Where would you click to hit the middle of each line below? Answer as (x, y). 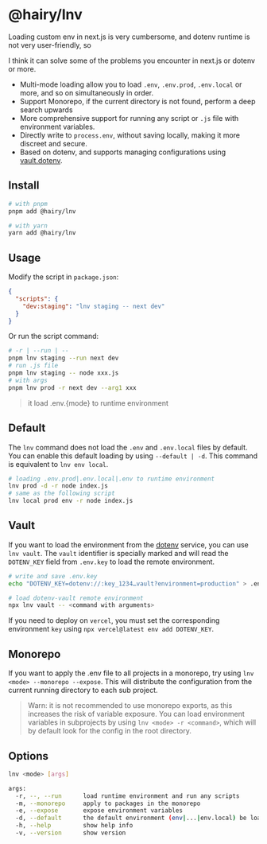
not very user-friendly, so (50, 45)
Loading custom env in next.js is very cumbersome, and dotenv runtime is (129, 37)
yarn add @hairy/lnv (43, 233)
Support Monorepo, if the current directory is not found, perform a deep (137, 101)
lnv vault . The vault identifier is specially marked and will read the (118, 553)
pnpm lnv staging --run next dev (64, 358)
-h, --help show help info (74, 826)
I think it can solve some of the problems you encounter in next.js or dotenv (132, 60)
